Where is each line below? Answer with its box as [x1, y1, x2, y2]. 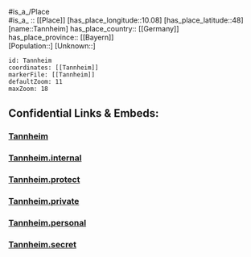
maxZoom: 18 [8, 85, 48, 93]
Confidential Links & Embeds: [8, 106, 159, 120]
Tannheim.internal [8, 152, 82, 164]
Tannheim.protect [8, 174, 80, 185]
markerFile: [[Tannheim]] [8, 71, 95, 79]
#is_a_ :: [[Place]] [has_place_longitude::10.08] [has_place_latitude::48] [8, 15, 244, 25]
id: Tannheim [8, 56, 52, 64]
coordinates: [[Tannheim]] [8, 64, 99, 72]
